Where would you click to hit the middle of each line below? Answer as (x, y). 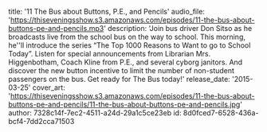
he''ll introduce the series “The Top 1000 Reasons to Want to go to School (130, 45)
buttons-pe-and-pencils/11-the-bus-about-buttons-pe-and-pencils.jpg (124, 104)
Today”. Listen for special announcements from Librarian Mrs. (110, 54)
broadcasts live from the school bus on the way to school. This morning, (127, 37)
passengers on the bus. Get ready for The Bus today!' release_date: (120, 79)
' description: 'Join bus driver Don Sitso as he (178, 28)
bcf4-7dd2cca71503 (41, 121)
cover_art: (49, 87)
